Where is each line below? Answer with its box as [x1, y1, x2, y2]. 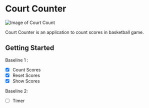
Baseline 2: [5, 88, 28, 94]
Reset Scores [12, 72, 40, 78]
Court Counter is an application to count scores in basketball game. [5, 29, 144, 35]
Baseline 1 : [5, 57, 28, 63]
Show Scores [12, 78, 40, 84]
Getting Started [5, 43, 54, 52]
